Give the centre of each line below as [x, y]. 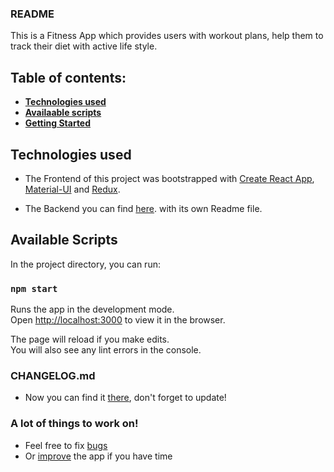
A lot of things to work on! [74, 424]
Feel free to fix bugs [66, 445]
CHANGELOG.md [53, 375]
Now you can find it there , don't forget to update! [125, 398]
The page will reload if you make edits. [90, 339]
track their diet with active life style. [84, 46]
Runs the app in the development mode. [92, 309]
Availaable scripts [63, 113]
